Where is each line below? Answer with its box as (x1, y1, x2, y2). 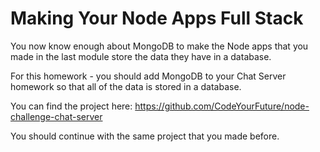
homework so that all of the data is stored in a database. (10, 80, 242, 92)
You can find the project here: (10, 100, 133, 112)
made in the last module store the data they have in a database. (10, 50, 272, 62)
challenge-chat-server (10, 110, 103, 122)
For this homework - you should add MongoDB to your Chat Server (10, 70, 287, 82)
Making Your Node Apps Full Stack (10, 7, 304, 30)
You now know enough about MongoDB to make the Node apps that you (10, 40, 309, 52)
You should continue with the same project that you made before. (10, 130, 280, 142)
